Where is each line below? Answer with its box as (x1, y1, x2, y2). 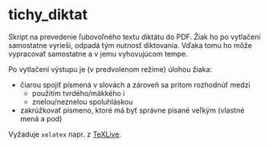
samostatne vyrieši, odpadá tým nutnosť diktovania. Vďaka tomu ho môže (8, 40, 253, 50)
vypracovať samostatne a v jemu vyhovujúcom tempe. (8, 49, 189, 58)
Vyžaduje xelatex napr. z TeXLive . (8, 129, 122, 139)
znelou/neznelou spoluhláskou (31, 97, 133, 106)
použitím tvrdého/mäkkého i (31, 88, 125, 97)
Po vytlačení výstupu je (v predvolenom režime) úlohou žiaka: (8, 64, 213, 73)
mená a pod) (19, 113, 63, 123)
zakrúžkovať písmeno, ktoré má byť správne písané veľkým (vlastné (19, 105, 245, 115)
